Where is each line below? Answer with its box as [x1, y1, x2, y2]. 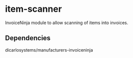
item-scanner [5, 3, 62, 15]
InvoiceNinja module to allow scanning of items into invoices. [5, 20, 129, 26]
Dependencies [5, 34, 51, 42]
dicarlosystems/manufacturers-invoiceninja [5, 47, 93, 53]
